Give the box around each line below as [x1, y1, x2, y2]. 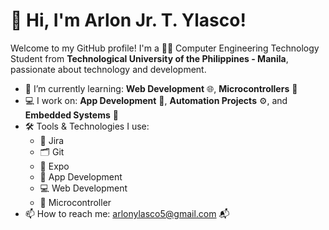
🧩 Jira [39, 134, 65, 146]
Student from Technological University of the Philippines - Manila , [10, 52, 289, 64]
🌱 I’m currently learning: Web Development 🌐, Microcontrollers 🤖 [24, 82, 298, 94]
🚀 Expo [39, 160, 70, 172]
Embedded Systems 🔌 [24, 109, 119, 121]
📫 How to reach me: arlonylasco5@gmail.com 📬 [24, 207, 230, 219]
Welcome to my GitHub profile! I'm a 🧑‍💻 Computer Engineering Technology [10, 42, 320, 54]
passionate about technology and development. [10, 63, 207, 75]
